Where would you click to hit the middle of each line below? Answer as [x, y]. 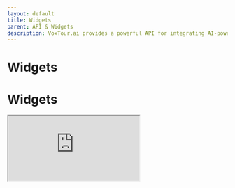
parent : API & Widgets [40, 26]
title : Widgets [29, 20]
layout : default [31, 14]
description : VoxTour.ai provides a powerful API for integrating [106, 33]
